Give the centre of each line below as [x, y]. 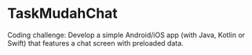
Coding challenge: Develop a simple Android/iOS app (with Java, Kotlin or [126, 35]
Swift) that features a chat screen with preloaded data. [95, 43]
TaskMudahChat [63, 14]
